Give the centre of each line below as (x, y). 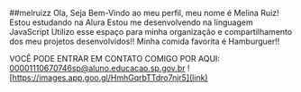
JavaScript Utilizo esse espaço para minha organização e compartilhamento (151, 32)
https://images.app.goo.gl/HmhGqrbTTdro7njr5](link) (110, 78)
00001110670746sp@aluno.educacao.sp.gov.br (97, 68)
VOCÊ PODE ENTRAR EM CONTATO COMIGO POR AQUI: (115, 59)
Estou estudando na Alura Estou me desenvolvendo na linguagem (132, 22)
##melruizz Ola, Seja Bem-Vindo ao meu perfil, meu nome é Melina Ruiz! (144, 13)
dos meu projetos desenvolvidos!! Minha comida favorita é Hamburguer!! (145, 41)
